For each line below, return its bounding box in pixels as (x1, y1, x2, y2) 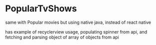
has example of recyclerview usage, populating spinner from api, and (5, 29, 148, 35)
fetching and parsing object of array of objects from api (5, 34, 119, 40)
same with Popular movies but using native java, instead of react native (5, 19, 151, 25)
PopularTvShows (5, 3, 77, 14)
